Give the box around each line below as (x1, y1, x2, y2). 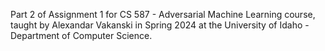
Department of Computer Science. (10, 30, 153, 41)
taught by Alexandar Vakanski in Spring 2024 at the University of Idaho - (10, 19, 310, 31)
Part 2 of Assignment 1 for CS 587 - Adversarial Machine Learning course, (10, 9, 316, 20)
